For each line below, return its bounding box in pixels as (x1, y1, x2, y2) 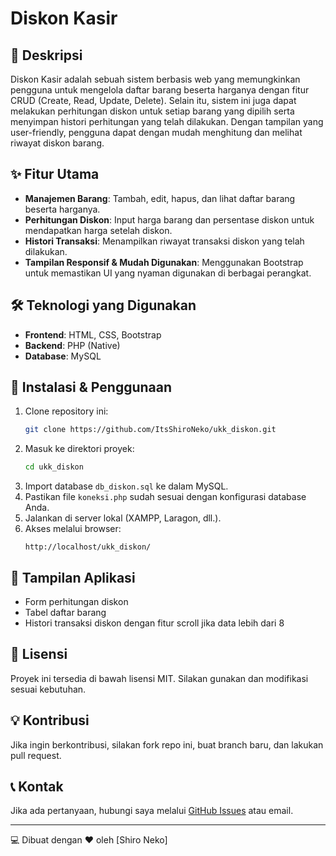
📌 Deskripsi (10, 47, 83, 64)
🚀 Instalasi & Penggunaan (10, 379, 173, 396)
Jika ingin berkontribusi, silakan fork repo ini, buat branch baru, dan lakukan (10, 738, 324, 751)
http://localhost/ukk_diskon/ (24, 542, 152, 552)
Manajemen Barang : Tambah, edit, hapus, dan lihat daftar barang (24, 192, 296, 204)
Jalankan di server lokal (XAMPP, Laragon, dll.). (24, 512, 222, 524)
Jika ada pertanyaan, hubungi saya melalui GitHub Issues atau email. (10, 805, 294, 817)
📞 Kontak (10, 778, 64, 796)
